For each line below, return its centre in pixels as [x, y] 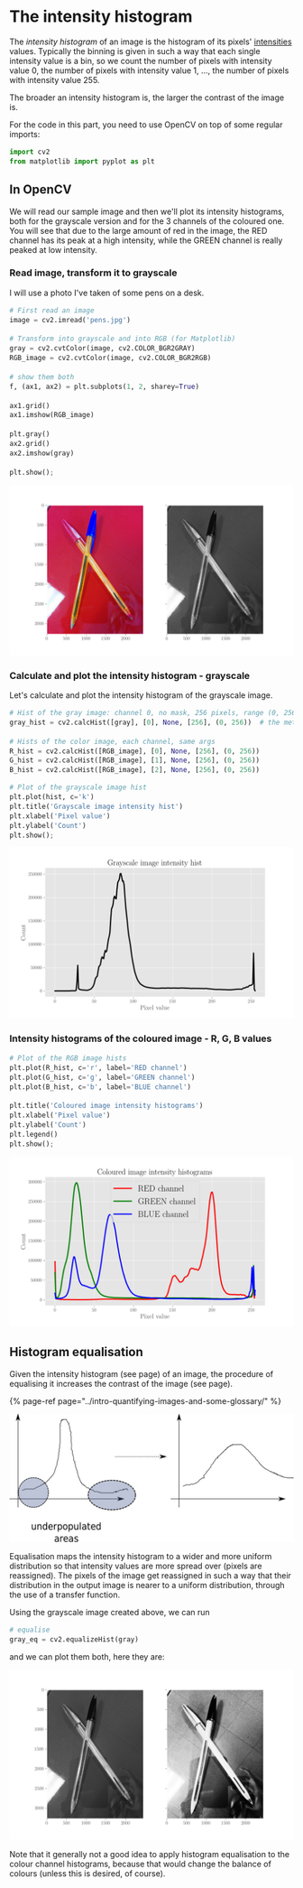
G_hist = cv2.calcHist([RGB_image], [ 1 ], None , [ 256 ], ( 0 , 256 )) [134, 760]
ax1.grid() [30, 405]
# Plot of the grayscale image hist [78, 787]
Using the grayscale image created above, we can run [110, 1613]
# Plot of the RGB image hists [68, 1058]
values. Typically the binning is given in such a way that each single [135, 51]
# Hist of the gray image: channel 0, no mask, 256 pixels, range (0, [145, 713]
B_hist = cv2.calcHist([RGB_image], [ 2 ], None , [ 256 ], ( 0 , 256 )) [134, 770]
